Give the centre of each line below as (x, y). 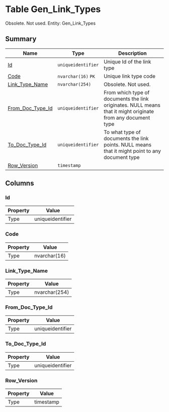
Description (132, 53)
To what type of (122, 132)
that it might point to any (132, 151)
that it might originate (129, 111)
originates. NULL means (132, 105)
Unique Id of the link (128, 61)
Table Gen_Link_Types (53, 9)
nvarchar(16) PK (76, 76)
